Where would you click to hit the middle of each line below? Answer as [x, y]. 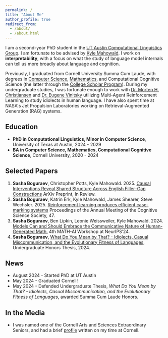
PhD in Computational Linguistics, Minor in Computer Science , [79, 139]
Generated [24, 231]
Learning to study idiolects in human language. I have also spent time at [80, 100]
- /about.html [24, 33]
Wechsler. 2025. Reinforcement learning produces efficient [74, 204]
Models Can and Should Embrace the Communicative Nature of [78, 226]
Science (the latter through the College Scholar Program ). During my [76, 84]
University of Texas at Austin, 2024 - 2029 [57, 144]
